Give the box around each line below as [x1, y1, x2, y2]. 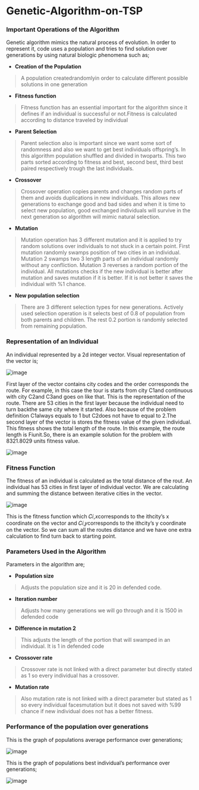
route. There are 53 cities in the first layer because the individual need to [6, 399, 184, 406]
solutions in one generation [20, 81, 88, 88]
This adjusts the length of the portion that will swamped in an [20, 637, 170, 644]
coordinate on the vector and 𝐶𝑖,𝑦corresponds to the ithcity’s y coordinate [6, 519, 187, 527]
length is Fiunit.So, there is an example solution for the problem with [6, 431, 173, 438]
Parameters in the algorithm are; [6, 561, 85, 568]
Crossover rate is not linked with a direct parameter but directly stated [20, 666, 192, 673]
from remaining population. [20, 322, 87, 330]
